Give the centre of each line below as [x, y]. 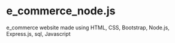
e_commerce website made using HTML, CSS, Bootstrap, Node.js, [88, 27]
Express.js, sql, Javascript [38, 33]
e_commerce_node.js [61, 11]
